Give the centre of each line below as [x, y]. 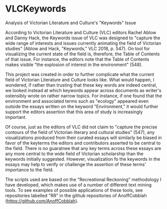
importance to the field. [29, 170]
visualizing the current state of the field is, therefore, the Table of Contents [82, 54]
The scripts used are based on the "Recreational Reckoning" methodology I [83, 179]
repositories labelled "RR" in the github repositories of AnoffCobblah [76, 195]
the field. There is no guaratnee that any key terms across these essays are [83, 148]
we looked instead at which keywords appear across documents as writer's [83, 90]
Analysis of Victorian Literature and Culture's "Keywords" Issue [71, 23]
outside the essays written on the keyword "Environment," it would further [82, 106]
